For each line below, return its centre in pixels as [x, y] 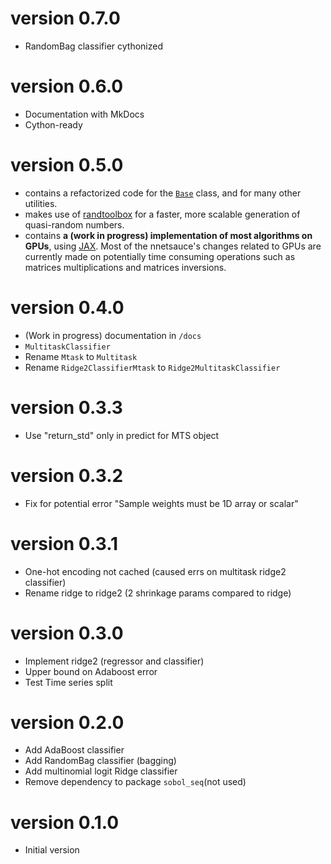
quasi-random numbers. [74, 224]
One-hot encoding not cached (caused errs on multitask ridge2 [155, 571]
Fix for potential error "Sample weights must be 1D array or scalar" [161, 503]
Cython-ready [53, 124]
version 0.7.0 [65, 18]
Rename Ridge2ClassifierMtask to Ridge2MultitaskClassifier [152, 367]
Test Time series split [68, 682]
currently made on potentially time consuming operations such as [160, 256]
